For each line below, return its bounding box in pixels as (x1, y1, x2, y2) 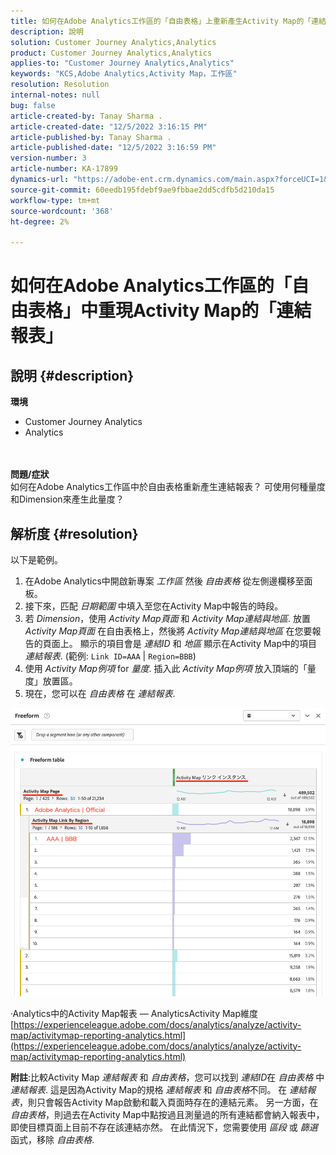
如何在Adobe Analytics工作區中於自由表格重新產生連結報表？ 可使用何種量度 (10, 481, 326, 493)
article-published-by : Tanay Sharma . (10, 132, 172, 142)
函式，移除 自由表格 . (10, 1133, 95, 1145)
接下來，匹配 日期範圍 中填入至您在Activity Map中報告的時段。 (24, 600, 284, 612)
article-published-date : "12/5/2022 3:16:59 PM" (10, 143, 217, 153)
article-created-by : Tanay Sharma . (10, 111, 163, 121)
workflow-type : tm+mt (10, 195, 101, 205)
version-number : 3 (10, 153, 87, 164)
